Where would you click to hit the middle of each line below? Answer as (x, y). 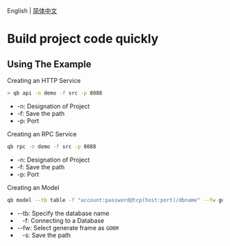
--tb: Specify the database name (63, 213)
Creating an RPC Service (42, 134)
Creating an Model (33, 187)
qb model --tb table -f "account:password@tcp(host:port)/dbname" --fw (111, 200)
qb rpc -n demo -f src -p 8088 (52, 147)
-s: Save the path (47, 235)
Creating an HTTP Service (44, 81)
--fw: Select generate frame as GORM (68, 227)
